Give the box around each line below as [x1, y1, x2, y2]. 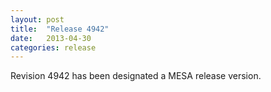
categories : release [10, 42, 97, 53]
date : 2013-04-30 [10, 33, 92, 43]
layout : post [10, 14, 65, 25]
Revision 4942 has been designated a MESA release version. [10, 70, 262, 82]
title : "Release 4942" [10, 24, 110, 34]
